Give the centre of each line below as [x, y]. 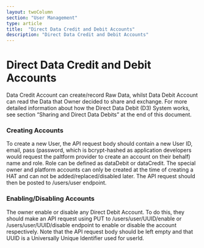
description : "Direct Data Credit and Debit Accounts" [78, 35]
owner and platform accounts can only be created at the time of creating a [100, 170]
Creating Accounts [35, 130]
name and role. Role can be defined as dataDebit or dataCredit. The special [101, 163]
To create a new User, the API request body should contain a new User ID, [100, 144]
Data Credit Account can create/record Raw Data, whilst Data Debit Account [102, 95]
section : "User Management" [42, 18]
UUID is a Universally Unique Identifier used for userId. [75, 238]
